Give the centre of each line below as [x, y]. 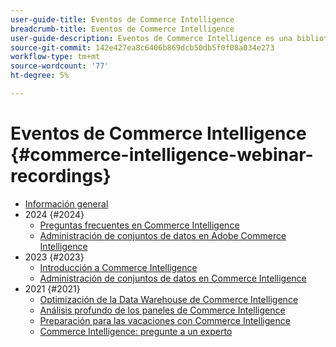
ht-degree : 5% [40, 76]
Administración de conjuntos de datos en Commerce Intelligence [173, 278]
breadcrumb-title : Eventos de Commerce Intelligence [122, 29]
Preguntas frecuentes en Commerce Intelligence [139, 225]
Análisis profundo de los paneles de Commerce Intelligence [162, 310]
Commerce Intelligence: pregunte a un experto [136, 331]
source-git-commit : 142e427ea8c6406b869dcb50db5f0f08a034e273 [142, 47]
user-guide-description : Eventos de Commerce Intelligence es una [151, 38]
